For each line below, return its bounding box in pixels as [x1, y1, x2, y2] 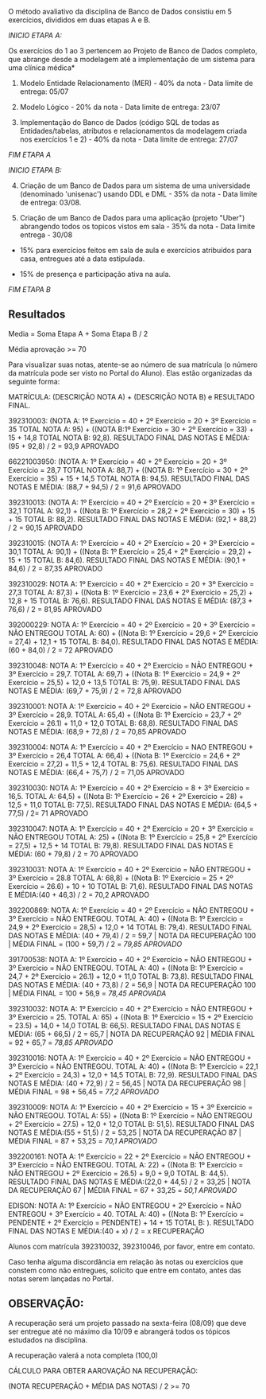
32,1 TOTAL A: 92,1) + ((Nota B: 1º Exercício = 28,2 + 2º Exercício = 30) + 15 [8, 505, 256, 516]
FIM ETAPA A [8, 150, 52, 159]
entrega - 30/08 [19, 230, 73, 240]
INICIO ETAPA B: [8, 166, 62, 174]
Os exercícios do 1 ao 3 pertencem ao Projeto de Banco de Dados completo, [8, 46, 258, 55]
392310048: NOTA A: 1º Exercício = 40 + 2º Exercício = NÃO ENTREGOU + [8, 661, 254, 670]
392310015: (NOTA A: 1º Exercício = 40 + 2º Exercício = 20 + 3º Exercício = [8, 538, 256, 548]
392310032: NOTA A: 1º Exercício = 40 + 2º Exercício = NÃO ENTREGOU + [8, 1003, 253, 1013]
